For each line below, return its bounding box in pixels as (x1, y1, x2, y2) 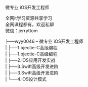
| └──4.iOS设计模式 (5, 76, 47, 82)
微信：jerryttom (5, 28, 38, 34)
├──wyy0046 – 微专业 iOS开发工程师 (5, 38, 83, 44)
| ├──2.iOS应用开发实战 (5, 57, 56, 63)
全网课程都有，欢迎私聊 (5, 22, 54, 27)
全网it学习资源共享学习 (5, 15, 52, 21)
